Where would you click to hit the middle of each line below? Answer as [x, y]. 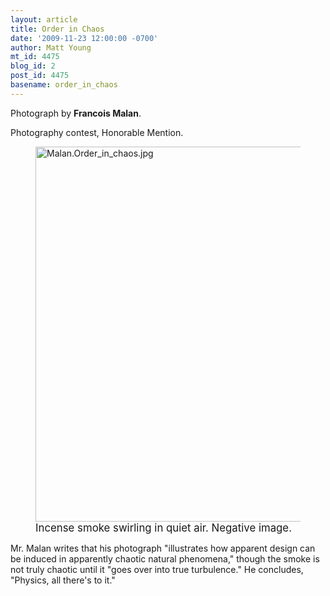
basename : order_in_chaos [64, 85]
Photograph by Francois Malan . [76, 113]
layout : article [44, 19]
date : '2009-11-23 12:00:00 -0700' [84, 38]
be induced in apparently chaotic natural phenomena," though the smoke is [165, 558]
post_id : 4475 [40, 76]
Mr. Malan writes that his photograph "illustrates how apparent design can [163, 548]
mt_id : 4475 [35, 57]
